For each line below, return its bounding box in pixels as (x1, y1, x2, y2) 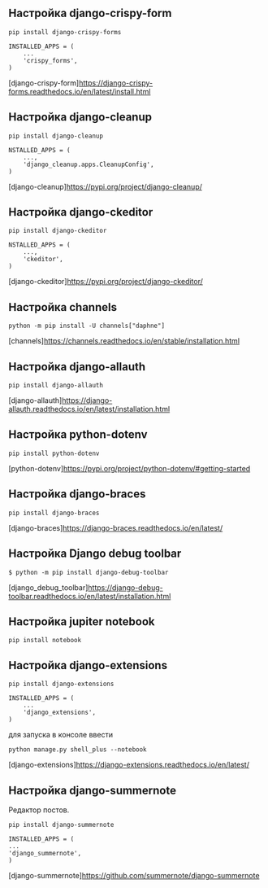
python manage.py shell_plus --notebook (8, 746, 148, 754)
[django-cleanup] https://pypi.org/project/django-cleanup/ (8, 182, 203, 191)
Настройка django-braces (8, 488, 146, 501)
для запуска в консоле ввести (8, 730, 114, 740)
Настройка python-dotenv (8, 427, 148, 442)
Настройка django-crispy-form (8, 7, 172, 20)
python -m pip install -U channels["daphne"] (8, 322, 165, 330)
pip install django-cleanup (8, 132, 104, 140)
